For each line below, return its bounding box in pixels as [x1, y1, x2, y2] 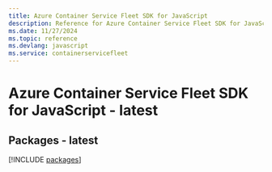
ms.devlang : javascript [8, 42, 89, 50]
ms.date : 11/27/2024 [8, 27, 79, 35]
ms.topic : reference [8, 34, 79, 43]
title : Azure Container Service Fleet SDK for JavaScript [8, 11, 208, 20]
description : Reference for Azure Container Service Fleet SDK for [8, 19, 241, 27]
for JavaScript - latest [8, 102, 159, 120]
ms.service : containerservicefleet [8, 49, 129, 57]
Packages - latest [8, 133, 99, 147]
